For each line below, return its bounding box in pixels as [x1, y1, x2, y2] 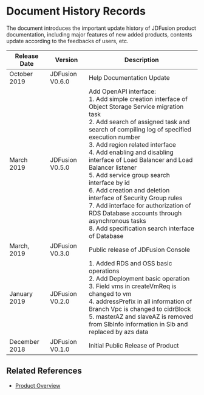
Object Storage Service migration [89, 102, 184, 111]
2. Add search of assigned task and [89, 117, 190, 126]
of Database [89, 231, 124, 240]
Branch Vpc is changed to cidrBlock [89, 304, 191, 313]
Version [55, 55, 78, 64]
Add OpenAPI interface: [89, 87, 157, 96]
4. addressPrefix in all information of [89, 297, 192, 306]
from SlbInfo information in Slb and [89, 320, 188, 328]
